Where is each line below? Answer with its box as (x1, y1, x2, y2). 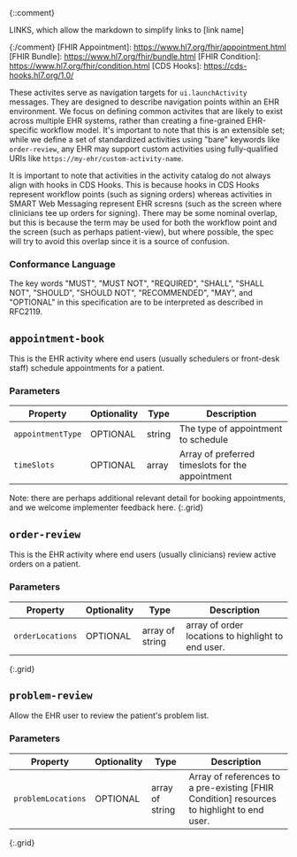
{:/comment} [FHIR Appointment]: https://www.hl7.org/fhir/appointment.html (9, 42, 287, 52)
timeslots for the (179, 459, 247, 472)
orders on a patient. (9, 559, 81, 569)
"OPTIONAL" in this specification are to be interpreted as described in (9, 297, 263, 308)
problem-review (9, 689, 93, 702)
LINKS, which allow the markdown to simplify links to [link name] (9, 25, 245, 35)
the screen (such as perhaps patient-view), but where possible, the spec (9, 227, 274, 237)
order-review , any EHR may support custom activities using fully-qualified (9, 143, 278, 154)
